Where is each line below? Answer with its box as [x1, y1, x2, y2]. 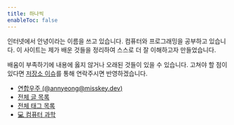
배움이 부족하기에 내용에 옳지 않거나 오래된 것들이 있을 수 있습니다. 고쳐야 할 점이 [7, 60, 228, 68]
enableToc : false [7, 17, 58, 24]
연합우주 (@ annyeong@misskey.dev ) [17, 84, 123, 92]
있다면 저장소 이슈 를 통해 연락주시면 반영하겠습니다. [7, 69, 148, 78]
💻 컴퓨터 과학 [17, 110, 56, 119]
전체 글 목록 [17, 92, 50, 101]
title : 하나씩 [7, 10, 44, 17]
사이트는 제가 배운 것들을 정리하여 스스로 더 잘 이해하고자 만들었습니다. [23, 45, 216, 54]
